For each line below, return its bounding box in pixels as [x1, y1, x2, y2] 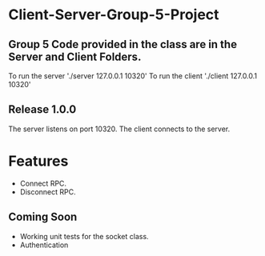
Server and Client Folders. [8, 50, 142, 63]
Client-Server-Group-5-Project [8, 6, 219, 24]
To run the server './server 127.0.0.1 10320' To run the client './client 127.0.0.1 [8, 71, 258, 81]
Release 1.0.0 [8, 102, 77, 117]
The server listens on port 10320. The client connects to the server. [8, 124, 231, 134]
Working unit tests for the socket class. [19, 231, 150, 241]
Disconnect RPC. [19, 186, 76, 197]
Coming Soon [8, 210, 78, 224]
